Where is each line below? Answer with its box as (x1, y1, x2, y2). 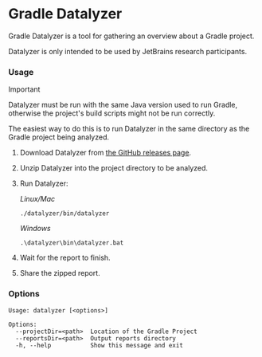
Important (8, 84, 41, 94)
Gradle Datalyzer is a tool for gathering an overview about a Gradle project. (8, 31, 255, 41)
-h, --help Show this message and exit (15, 341, 183, 349)
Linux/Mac (19, 194, 56, 204)
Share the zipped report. (19, 269, 101, 278)
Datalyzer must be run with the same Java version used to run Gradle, (8, 100, 238, 110)
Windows (19, 224, 51, 233)
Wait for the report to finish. (19, 253, 111, 263)
